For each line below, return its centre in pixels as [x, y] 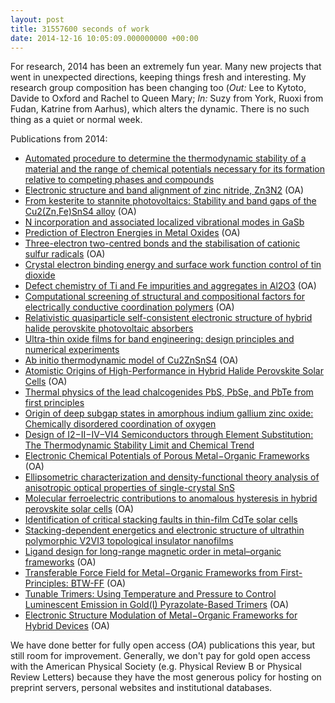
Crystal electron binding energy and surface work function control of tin [173, 265]
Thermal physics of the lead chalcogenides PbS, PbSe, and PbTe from [169, 392]
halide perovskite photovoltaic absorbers [109, 328]
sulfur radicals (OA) [65, 254]
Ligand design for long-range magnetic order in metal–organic [153, 552]
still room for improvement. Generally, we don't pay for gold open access [160, 656]
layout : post [37, 19]
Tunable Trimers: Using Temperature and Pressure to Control [150, 594]
